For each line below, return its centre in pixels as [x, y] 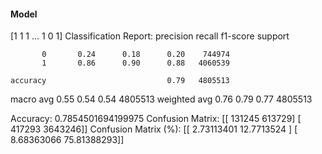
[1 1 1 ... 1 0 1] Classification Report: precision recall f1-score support [150, 36]
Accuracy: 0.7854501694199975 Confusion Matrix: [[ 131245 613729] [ [156, 119]
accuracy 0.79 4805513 [120, 81]
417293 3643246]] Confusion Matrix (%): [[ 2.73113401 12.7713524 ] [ [154, 129]
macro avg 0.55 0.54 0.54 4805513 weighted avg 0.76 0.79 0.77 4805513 [161, 99]
